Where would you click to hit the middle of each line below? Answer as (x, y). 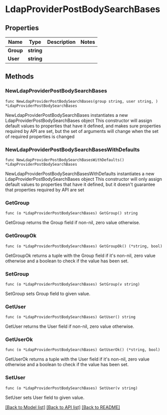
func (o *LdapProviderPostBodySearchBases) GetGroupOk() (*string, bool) (84, 246)
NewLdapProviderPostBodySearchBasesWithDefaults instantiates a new (80, 174)
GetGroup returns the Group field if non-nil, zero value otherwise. (73, 223)
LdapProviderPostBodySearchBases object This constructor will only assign (83, 179)
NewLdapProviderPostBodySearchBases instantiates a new (67, 115)
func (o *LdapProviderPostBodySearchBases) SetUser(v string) (71, 388)
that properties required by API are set (45, 189)
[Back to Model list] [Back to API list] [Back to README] (63, 407)
